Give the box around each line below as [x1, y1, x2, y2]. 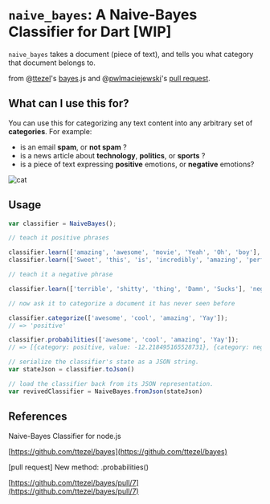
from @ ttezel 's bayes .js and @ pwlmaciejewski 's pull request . [8, 73, 211, 83]
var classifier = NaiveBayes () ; [8, 219, 117, 227]
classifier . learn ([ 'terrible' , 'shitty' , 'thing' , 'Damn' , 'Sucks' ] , [8, 285, 247, 293]
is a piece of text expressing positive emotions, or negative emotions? [19, 159, 255, 169]
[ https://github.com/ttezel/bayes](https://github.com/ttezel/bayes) [8, 446, 227, 456]
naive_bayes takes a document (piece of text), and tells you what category [8, 49, 254, 59]
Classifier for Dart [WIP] [8, 23, 172, 41]
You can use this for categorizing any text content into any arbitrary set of [8, 118, 253, 128]
